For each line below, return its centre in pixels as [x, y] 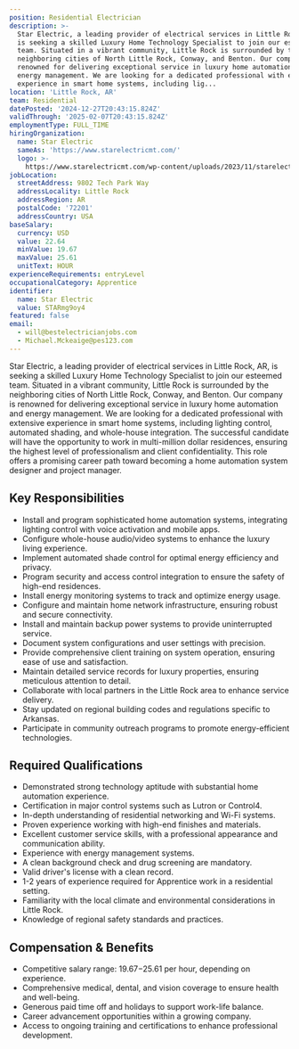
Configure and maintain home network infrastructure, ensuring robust [150, 605]
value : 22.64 [41, 242]
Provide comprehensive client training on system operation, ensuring [149, 652]
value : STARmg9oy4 [52, 307]
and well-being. [51, 997]
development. [47, 1036]
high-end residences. [61, 586]
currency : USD [43, 233]
